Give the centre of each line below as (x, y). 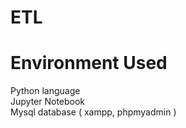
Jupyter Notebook (48, 102)
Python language (45, 91)
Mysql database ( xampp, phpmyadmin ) (93, 112)
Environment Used (89, 63)
